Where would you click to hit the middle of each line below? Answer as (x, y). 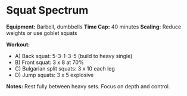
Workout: (18, 44)
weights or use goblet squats (42, 33)
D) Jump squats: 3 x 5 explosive (54, 75)
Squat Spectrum (47, 10)
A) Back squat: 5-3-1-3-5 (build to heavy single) (74, 56)
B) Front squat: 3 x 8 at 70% (49, 62)
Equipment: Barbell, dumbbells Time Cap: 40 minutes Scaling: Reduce (94, 27)
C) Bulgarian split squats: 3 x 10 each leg (65, 68)
